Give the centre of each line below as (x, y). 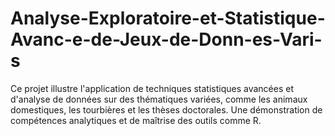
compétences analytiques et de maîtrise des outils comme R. (136, 120)
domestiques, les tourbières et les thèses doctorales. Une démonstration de (166, 109)
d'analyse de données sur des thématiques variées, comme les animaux (159, 99)
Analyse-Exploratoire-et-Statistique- (168, 18)
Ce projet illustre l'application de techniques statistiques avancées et (152, 88)
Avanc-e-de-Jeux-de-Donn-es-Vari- (166, 39)
